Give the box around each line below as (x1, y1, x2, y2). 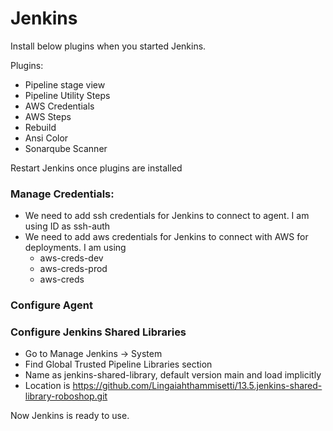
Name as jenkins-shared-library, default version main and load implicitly (24, 369, 322, 381)
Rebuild (24, 121, 57, 133)
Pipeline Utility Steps (24, 89, 111, 101)
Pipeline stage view (24, 78, 106, 91)
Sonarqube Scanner (24, 142, 108, 154)
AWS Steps (24, 110, 72, 122)
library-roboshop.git (24, 390, 108, 402)
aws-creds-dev (39, 252, 104, 264)
